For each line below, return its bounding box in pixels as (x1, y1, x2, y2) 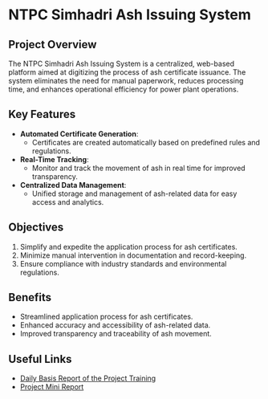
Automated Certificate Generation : (19, 128, 139, 138)
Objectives (8, 221, 64, 234)
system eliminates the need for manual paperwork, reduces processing (8, 76, 244, 85)
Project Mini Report (19, 382, 84, 392)
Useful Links (8, 352, 72, 366)
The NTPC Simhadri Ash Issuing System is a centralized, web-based (8, 59, 235, 68)
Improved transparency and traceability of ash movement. (19, 329, 213, 339)
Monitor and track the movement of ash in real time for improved (31, 163, 246, 173)
